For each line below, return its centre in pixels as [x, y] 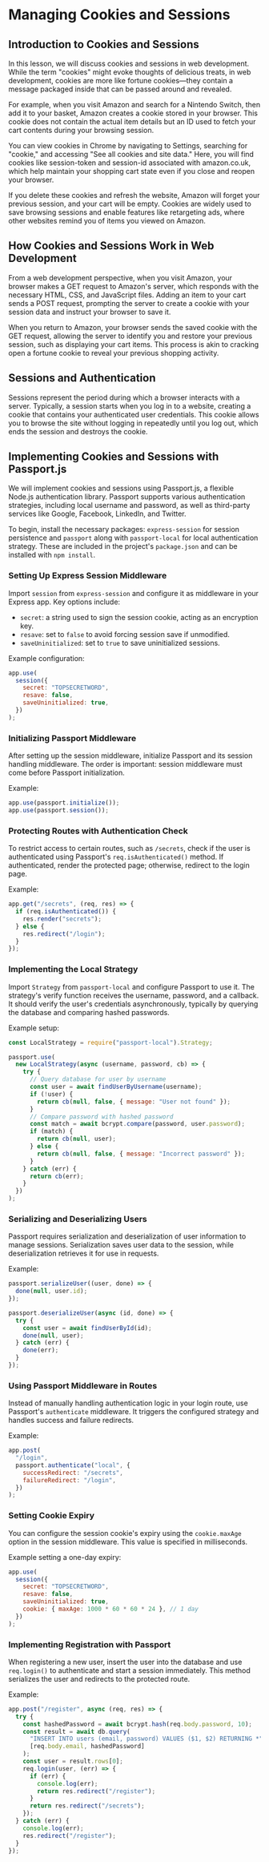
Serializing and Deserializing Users [78, 1219]
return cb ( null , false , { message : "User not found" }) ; [134, 1102]
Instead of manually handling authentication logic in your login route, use [128, 1403]
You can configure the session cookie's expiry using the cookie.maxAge [125, 1533]
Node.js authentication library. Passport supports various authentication [127, 497]
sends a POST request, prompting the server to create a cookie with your [129, 303]
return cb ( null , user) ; [76, 1139]
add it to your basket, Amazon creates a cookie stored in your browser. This [133, 113]
